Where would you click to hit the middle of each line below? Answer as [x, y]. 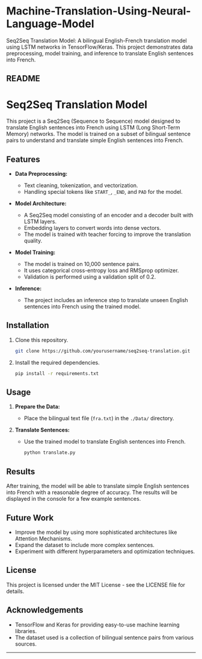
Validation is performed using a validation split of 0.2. [90, 277]
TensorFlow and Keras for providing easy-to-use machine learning [97, 625]
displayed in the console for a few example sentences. [74, 499]
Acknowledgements [45, 610]
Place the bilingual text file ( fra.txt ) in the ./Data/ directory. [99, 418]
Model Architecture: [41, 203]
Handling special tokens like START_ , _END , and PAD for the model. [103, 192]
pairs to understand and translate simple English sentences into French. [95, 140]
